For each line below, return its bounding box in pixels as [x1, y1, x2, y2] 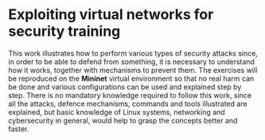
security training [8, 22, 121, 40]
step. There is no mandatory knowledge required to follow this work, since [8, 90, 252, 100]
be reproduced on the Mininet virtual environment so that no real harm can [8, 74, 255, 83]
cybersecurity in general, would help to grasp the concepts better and [8, 115, 238, 125]
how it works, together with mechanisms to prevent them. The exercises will [8, 65, 258, 74]
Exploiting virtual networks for [8, 6, 214, 24]
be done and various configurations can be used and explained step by [8, 81, 242, 92]
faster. [8, 124, 29, 134]
